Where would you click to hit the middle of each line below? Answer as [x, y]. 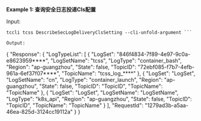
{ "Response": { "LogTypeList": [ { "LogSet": [61, 54]
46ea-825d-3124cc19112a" [40, 112]
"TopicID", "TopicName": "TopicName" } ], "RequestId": [75, 105]
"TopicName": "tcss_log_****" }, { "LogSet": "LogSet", [128, 73]
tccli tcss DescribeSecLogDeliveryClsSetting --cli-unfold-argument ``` [99, 33]
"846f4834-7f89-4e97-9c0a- [153, 54]
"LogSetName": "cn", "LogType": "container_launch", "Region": [85, 80]
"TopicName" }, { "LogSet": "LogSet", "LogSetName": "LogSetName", [92, 92]
